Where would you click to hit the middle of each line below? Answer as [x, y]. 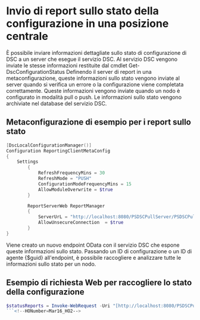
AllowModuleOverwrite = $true [75, 189]
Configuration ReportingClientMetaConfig [58, 151]
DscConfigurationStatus [36, 72]
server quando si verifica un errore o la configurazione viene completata [95, 84]
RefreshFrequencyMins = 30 [71, 173]
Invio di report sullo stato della [82, 11]
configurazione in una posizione [87, 24]
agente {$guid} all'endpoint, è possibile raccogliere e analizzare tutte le [94, 257]
